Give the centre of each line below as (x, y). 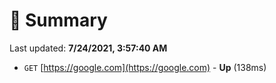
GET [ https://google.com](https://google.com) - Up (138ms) (145, 67)
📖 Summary (58, 20)
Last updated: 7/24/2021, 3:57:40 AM (88, 48)
